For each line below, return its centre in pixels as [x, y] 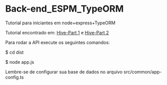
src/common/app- [143, 72]
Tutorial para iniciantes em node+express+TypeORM [60, 23]
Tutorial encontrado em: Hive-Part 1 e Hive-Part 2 [57, 32]
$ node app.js [20, 62]
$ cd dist [15, 52]
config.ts [15, 77]
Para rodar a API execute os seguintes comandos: [58, 42]
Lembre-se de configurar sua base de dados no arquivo [64, 72]
